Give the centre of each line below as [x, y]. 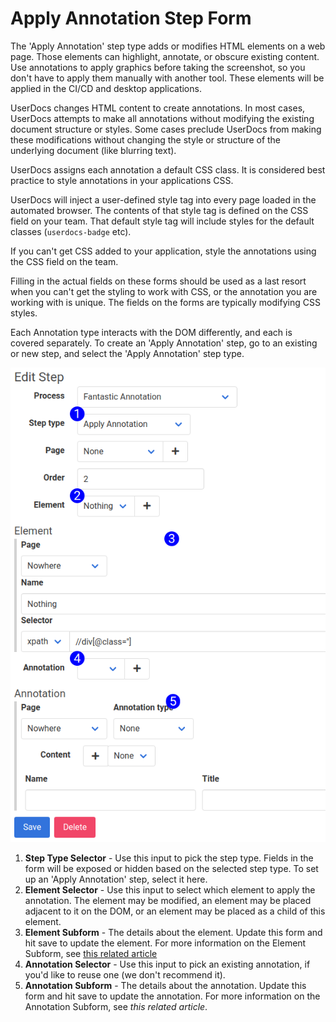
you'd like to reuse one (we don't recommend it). [125, 975]
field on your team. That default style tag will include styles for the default [162, 221]
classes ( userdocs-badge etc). [71, 231]
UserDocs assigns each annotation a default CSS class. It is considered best [168, 169]
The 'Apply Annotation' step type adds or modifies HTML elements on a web [168, 46]
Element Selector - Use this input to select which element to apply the [170, 890]
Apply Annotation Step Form [131, 18]
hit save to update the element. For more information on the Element [165, 943]
